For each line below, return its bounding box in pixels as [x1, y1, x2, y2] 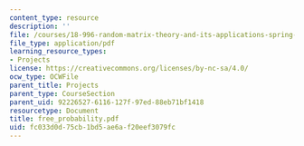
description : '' [9, 22, 71, 31]
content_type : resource [9, 13, 100, 23]
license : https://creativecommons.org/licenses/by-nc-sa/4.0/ [9, 64, 249, 73]
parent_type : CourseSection [9, 89, 116, 98]
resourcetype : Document [9, 106, 100, 115]
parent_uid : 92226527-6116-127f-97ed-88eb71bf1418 [9, 97, 204, 107]
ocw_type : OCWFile [9, 73, 79, 82]
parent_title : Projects [9, 81, 100, 90]
